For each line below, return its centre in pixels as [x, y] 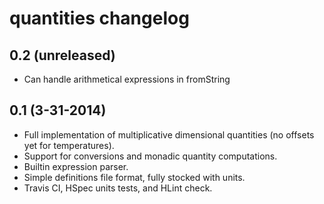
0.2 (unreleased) [62, 55]
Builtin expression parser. [76, 166]
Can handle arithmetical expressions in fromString [127, 79]
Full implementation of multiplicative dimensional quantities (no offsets [169, 134]
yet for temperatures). [69, 145]
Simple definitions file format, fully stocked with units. [134, 177]
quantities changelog [99, 18]
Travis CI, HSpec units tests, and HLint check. [118, 188]
